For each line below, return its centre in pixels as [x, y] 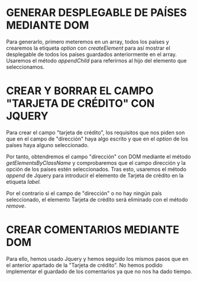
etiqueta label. [24, 181]
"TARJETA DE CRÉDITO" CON [80, 103]
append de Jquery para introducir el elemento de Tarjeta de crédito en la [95, 175]
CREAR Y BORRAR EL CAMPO [80, 91]
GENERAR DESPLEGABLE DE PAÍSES [97, 13]
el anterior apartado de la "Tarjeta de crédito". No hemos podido [84, 265]
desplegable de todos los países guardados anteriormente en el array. [92, 54]
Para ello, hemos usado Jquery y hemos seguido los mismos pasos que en [97, 258]
